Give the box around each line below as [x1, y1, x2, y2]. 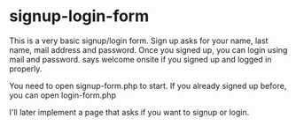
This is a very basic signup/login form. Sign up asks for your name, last [9, 35, 269, 46]
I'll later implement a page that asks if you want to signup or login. [9, 107, 250, 117]
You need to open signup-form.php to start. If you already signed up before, [9, 80, 287, 91]
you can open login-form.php [9, 90, 117, 100]
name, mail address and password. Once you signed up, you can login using [9, 44, 288, 55]
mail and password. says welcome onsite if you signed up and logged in [9, 54, 272, 64]
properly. [9, 63, 43, 74]
